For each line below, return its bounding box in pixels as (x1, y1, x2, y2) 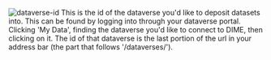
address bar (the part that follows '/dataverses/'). (8, 42, 173, 52)
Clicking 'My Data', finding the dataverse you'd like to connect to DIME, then (8, 25, 264, 34)
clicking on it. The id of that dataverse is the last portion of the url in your (8, 33, 252, 43)
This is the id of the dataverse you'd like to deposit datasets (60, 8, 261, 17)
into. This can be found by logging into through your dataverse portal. (8, 16, 241, 26)
